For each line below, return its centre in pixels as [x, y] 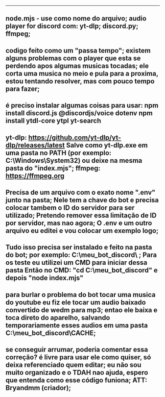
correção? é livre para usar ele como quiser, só [78, 358]
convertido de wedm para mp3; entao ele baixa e [82, 310]
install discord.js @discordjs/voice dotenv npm [79, 113]
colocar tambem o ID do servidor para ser [70, 208]
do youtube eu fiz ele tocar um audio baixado [76, 302]
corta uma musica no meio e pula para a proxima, [82, 73]
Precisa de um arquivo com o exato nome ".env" [81, 192]
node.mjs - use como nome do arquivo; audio [76, 18]
